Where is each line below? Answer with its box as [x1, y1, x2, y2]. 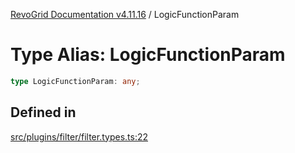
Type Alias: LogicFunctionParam [10, 44, 286, 66]
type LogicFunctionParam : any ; [10, 76, 141, 86]
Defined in [10, 104, 77, 121]
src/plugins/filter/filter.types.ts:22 [10, 130, 149, 143]
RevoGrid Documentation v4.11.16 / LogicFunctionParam [10, 9, 240, 20]
